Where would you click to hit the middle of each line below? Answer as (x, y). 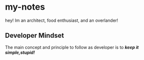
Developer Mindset (35, 36)
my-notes (25, 7)
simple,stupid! (20, 52)
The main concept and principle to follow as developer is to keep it (72, 47)
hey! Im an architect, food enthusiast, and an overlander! (62, 20)
